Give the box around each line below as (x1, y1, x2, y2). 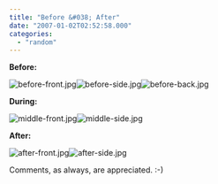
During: (9, 96, 38, 107)
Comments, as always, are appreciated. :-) (9, 165, 164, 175)
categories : (9, 29, 53, 38)
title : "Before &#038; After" (9, 12, 121, 22)
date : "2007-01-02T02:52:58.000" (9, 21, 132, 30)
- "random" (17, 37, 57, 47)
